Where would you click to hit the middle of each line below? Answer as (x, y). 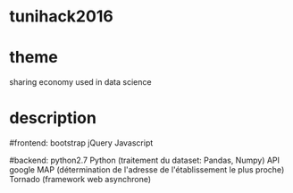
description (53, 118)
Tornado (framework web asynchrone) (80, 180)
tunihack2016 (61, 17)
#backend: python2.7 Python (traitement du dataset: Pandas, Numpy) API (144, 160)
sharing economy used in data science (80, 82)
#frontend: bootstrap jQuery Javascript (81, 143)
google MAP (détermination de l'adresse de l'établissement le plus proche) (147, 170)
